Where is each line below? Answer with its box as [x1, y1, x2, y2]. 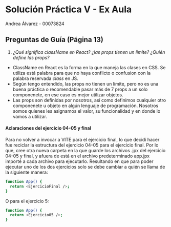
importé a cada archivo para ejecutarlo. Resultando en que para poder [5, 158, 154, 164]
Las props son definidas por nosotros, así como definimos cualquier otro [12, 97, 166, 103]
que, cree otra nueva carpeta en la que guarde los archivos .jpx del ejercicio [5, 147, 166, 153]
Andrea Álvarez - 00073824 [5, 20, 65, 27]
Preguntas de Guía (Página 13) [5, 35, 103, 44]
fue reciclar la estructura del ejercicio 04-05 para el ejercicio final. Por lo [5, 142, 159, 148]
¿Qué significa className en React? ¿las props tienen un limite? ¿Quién [12, 49, 165, 55]
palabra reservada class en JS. [12, 75, 78, 81]
